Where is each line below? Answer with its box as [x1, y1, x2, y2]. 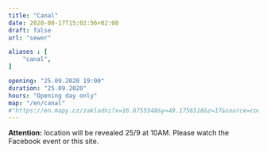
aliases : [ [8, 48, 48, 56]
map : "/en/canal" [8, 99, 66, 107]
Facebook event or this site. [8, 136, 99, 146]
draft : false [8, 26, 52, 34]
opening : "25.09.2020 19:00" [8, 77, 105, 85]
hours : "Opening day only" [8, 92, 98, 100]
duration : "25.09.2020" [8, 84, 87, 92]
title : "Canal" [8, 11, 59, 20]
